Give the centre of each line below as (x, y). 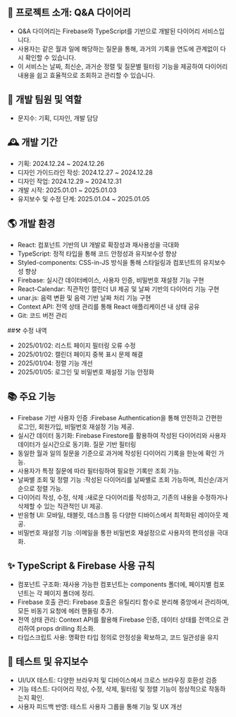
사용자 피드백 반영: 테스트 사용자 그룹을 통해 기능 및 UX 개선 (100, 706)
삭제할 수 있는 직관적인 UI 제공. (60, 506)
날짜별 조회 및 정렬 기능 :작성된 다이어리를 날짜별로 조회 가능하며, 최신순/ (117, 480)
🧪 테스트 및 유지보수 (48, 662)
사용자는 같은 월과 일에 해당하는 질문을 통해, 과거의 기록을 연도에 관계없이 (118, 49)
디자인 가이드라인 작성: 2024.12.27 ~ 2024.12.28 (85, 172)
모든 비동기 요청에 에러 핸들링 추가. (66, 610)
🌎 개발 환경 (31, 224)
